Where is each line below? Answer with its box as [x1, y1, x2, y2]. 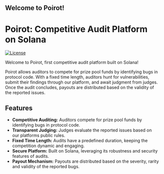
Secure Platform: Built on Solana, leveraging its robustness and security [12, 148, 158, 154]
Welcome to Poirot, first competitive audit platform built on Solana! [5, 60, 139, 65]
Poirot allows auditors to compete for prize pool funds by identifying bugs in [5, 69, 158, 75]
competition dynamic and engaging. [12, 143, 85, 149]
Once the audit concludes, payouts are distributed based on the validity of [5, 85, 155, 90]
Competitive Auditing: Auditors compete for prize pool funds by [12, 117, 143, 123]
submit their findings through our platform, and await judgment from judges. [5, 79, 158, 85]
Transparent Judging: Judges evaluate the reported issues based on [12, 127, 152, 133]
